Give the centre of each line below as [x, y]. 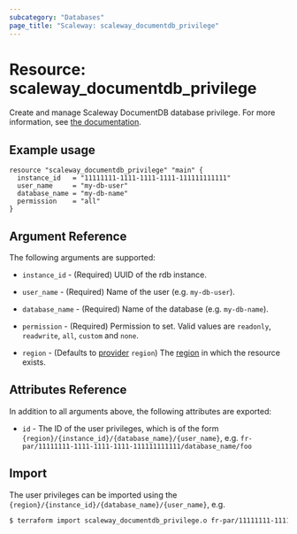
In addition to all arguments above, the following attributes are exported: [141, 411]
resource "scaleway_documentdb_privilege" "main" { [106, 170]
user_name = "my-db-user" [72, 186]
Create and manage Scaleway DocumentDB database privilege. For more [142, 112]
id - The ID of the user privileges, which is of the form [120, 428]
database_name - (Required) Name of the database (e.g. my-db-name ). [145, 309]
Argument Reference [68, 236]
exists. [34, 362]
